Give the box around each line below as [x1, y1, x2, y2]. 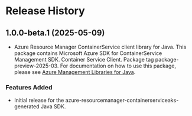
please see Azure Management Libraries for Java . [14, 69, 136, 75]
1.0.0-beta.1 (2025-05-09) [5, 28, 105, 38]
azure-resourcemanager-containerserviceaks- [65, 96, 179, 104]
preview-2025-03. [14, 62, 59, 69]
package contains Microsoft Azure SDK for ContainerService [14, 50, 162, 57]
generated [14, 103, 40, 110]
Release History [5, 4, 85, 18]
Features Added [5, 83, 53, 91]
